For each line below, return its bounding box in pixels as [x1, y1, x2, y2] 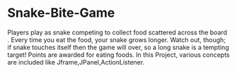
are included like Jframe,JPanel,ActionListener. [7, 58, 145, 66]
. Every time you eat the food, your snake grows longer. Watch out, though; [7, 35, 226, 44]
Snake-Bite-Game [7, 5, 115, 21]
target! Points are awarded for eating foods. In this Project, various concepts [7, 51, 230, 59]
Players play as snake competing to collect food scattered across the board [7, 28, 228, 36]
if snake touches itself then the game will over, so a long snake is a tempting [7, 43, 229, 51]
